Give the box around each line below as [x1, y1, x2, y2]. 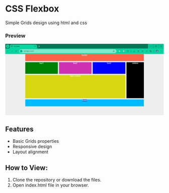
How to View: [5, 163, 48, 172]
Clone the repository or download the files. [12, 177, 102, 183]
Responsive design [12, 144, 52, 150]
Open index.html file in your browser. [12, 182, 89, 188]
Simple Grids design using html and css [5, 20, 87, 26]
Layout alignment [12, 149, 49, 155]
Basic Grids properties [12, 138, 59, 144]
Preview [5, 32, 26, 39]
